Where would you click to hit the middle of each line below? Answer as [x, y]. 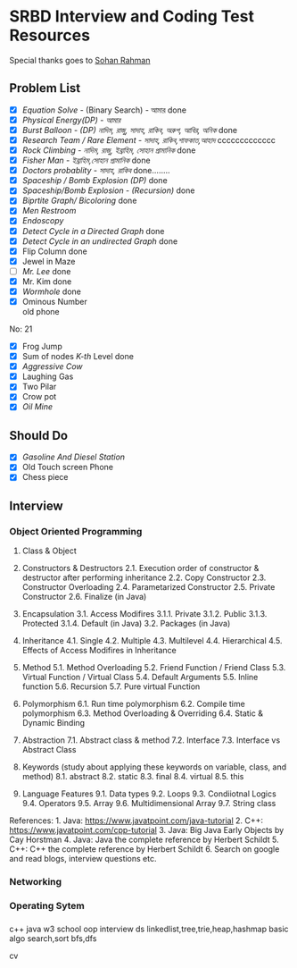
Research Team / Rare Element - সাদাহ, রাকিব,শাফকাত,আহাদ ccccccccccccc [149, 139]
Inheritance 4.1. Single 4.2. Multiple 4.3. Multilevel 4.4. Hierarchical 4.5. [152, 641]
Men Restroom [49, 211]
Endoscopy [43, 221]
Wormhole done [52, 291]
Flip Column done [54, 251]
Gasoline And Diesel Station [74, 457]
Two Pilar [39, 387]
